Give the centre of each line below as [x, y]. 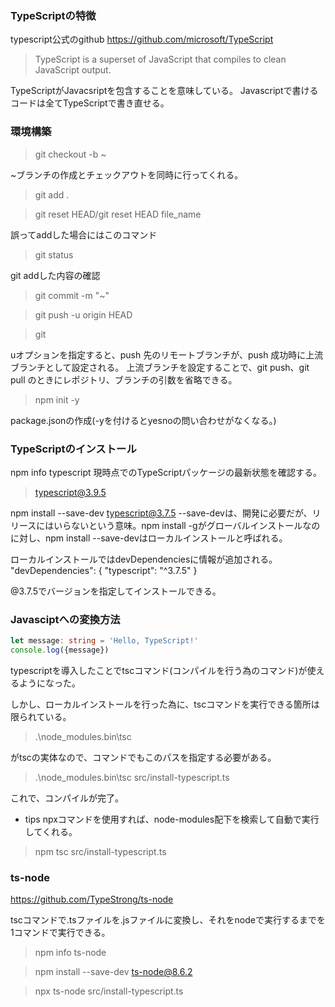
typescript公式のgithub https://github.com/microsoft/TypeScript [142, 39]
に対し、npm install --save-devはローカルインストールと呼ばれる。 [149, 538]
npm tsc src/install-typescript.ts [100, 851]
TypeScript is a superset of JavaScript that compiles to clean [160, 59]
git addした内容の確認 [55, 275]
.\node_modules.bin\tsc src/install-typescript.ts [132, 777]
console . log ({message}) [60, 650]
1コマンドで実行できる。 [60, 933]
